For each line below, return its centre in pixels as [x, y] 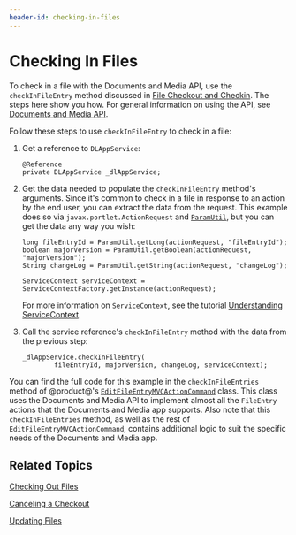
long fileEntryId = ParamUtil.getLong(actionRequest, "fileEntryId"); [155, 242]
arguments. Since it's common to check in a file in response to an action [153, 198]
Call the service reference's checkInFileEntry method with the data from [154, 332]
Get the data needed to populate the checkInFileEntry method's [139, 188]
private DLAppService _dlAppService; [91, 172]
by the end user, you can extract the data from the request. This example [155, 207]
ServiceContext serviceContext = [83, 281]
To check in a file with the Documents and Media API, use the [121, 86]
